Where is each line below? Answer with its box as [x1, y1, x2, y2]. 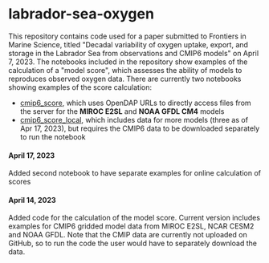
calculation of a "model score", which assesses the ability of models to [8, 65, 243, 75]
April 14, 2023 [8, 195, 56, 204]
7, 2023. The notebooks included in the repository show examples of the [8, 57, 248, 67]
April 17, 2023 [8, 150, 55, 160]
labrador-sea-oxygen [8, 5, 155, 23]
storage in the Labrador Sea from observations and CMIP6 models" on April [8, 48, 259, 58]
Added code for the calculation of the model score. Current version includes [8, 213, 261, 223]
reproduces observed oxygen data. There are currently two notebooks [8, 74, 242, 83]
